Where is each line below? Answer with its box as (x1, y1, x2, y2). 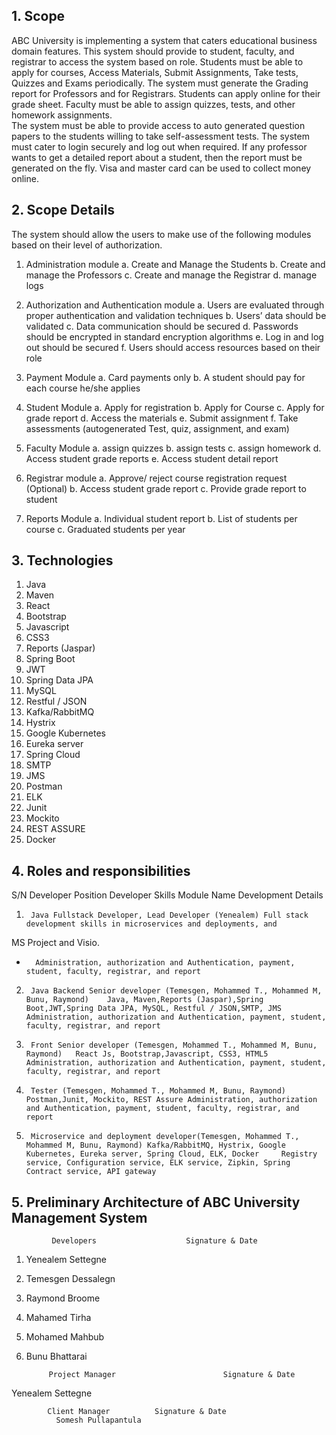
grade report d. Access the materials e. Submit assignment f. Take (25, 412, 299, 424)
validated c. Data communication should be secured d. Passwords (25, 320, 299, 332)
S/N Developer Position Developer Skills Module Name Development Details (11, 889, 324, 901)
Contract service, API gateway (25, 1167, 157, 1177)
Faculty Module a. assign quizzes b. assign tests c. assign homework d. (25, 442, 322, 454)
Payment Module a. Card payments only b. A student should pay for (25, 371, 306, 383)
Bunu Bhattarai (25, 1350, 88, 1363)
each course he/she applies (25, 382, 141, 394)
